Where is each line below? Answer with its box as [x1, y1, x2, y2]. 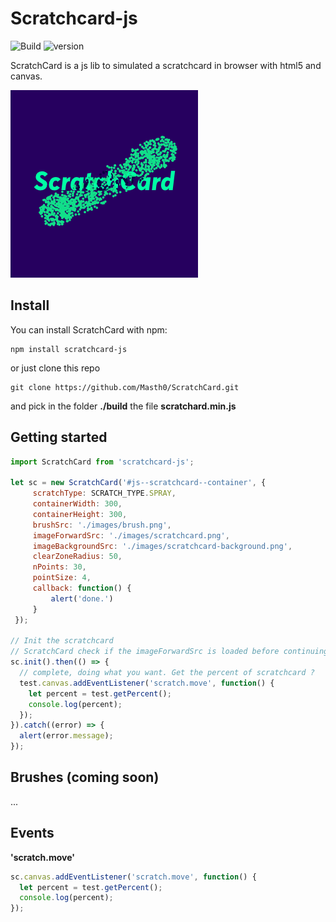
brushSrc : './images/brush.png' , [32, 520, 172, 530]
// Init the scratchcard [10, 636, 114, 646]
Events [10, 825, 55, 842]
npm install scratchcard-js [10, 344, 128, 354]
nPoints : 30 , [32, 562, 87, 572]
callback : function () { [32, 583, 132, 594]
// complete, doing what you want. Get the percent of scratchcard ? [19, 668, 315, 678]
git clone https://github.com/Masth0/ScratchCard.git [10, 382, 240, 392]
